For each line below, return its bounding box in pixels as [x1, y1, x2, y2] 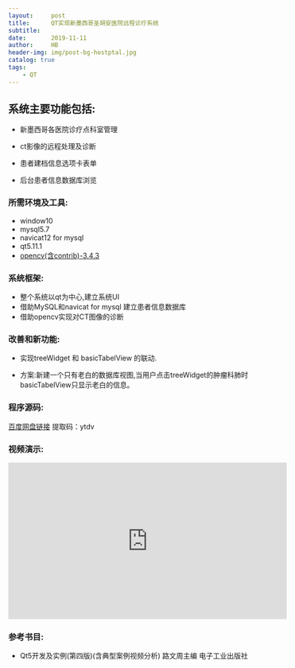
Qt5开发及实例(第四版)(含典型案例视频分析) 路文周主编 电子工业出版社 [19, 651, 248, 661]
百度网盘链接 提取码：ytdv [8, 421, 95, 431]
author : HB [8, 41, 59, 49]
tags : [8, 64, 26, 72]
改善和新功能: [8, 333, 60, 344]
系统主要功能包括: [8, 103, 96, 116]
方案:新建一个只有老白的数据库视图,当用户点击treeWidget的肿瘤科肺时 [19, 371, 249, 380]
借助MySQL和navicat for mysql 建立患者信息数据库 [19, 302, 187, 312]
